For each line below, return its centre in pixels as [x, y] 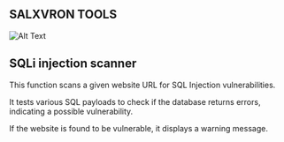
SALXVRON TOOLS [63, 15]
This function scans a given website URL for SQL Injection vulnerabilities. [142, 85]
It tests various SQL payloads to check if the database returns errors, [135, 101]
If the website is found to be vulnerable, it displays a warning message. [138, 128]
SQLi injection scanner [73, 64]
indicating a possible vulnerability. [71, 111]
